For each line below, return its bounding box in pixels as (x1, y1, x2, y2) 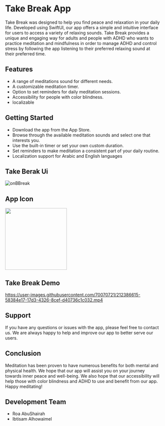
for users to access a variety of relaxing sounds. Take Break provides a (5, 30, 149, 36)
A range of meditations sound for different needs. (12, 78, 113, 84)
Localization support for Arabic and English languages (12, 153, 123, 159)
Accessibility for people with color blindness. (12, 94, 104, 100)
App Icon (5, 195, 33, 203)
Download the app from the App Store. (12, 127, 91, 132)
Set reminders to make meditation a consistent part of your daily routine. (12, 148, 160, 154)
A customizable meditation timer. (12, 84, 79, 89)
